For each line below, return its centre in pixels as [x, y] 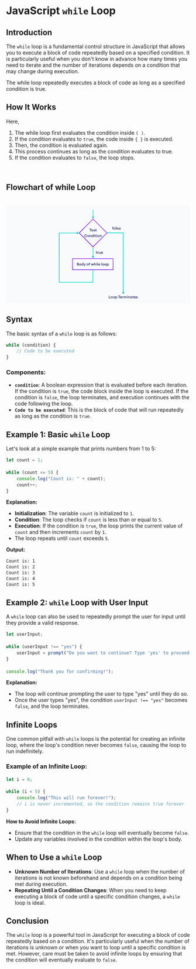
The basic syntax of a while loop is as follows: [61, 333]
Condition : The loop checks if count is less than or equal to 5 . [88, 520]
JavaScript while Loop [61, 11]
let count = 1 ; [25, 460]
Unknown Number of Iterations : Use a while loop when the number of [100, 871]
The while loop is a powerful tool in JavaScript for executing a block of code [98, 935]
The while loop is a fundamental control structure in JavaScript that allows [96, 46]
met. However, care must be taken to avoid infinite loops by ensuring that [94, 954]
